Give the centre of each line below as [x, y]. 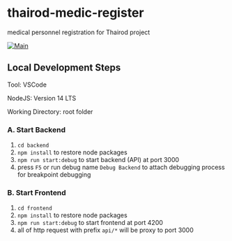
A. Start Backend [37, 129]
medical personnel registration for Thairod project [79, 32]
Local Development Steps [64, 68]
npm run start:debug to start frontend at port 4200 [90, 223]
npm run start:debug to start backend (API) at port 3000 [98, 160]
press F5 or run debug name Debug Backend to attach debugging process [121, 167]
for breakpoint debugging [54, 175]
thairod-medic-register [76, 13]
